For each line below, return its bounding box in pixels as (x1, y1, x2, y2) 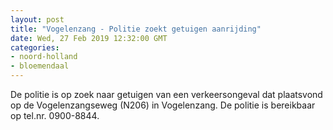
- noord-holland (10, 52, 78, 62)
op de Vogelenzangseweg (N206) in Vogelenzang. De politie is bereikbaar (10, 99, 316, 111)
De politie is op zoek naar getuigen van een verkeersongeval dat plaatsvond (10, 89, 323, 100)
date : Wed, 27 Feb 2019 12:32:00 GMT (10, 33, 168, 43)
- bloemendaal (10, 61, 70, 71)
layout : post (10, 14, 65, 25)
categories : (10, 42, 60, 53)
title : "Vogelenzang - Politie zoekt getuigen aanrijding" (10, 24, 262, 34)
